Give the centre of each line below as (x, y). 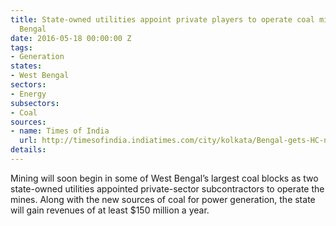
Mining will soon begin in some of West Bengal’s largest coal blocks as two (164, 178)
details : (28, 150)
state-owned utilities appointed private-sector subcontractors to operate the (167, 188)
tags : (21, 47)
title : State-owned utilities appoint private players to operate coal (162, 19)
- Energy (28, 94)
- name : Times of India (60, 131)
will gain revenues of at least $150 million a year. (110, 210)
